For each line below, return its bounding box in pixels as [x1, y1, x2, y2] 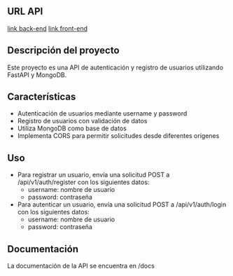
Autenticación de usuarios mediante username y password [17, 109, 188, 118]
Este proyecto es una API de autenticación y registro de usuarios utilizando [7, 63, 224, 71]
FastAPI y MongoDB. [7, 70, 67, 79]
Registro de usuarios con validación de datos [17, 117, 148, 125]
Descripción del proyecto [7, 45, 120, 57]
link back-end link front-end [7, 24, 87, 32]
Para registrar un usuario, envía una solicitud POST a [17, 171, 170, 179]
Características [7, 91, 76, 103]
